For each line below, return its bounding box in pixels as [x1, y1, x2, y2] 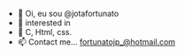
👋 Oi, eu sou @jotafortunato [17, 9, 119, 18]
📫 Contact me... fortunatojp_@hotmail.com [17, 37, 175, 47]
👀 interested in [17, 17, 71, 28]
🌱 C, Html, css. [17, 27, 73, 37]
